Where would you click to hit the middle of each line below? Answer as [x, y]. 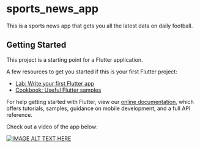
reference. [19, 114]
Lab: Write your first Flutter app [55, 83]
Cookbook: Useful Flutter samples [58, 90]
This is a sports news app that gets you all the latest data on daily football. [100, 26]
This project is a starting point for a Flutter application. [75, 59]
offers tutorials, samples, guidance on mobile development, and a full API [98, 108]
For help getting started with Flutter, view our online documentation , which [100, 102]
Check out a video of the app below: [52, 127]
